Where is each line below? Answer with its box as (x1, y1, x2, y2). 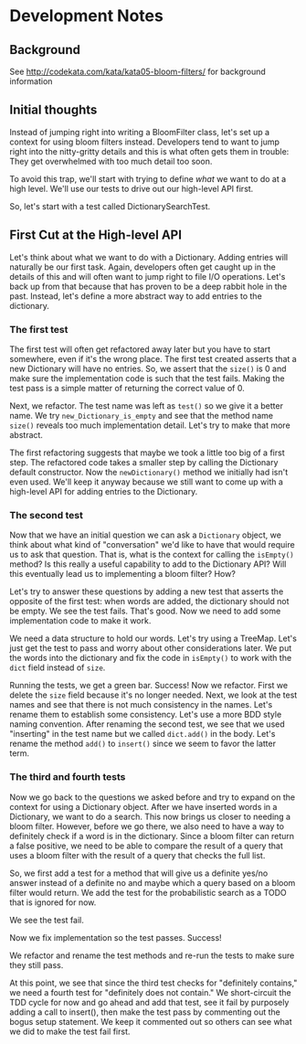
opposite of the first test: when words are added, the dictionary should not (9, 596, 290, 607)
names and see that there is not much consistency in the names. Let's (9, 699, 273, 710)
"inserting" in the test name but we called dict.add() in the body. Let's (9, 729, 276, 740)
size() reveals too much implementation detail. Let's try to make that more (9, 420, 290, 431)
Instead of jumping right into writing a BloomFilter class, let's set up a (9, 126, 270, 137)
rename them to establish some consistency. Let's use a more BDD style (9, 709, 282, 720)
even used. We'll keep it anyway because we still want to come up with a (9, 476, 283, 487)
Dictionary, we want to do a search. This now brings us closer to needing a (9, 811, 290, 822)
